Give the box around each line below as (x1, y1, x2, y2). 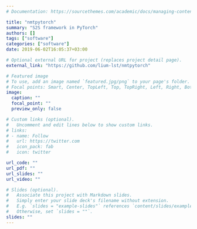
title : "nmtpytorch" (6, 19, 57, 25)
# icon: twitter (6, 149, 51, 156)
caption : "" (11, 95, 41, 101)
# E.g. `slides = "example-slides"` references (6, 203, 130, 209)
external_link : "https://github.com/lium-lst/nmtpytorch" (6, 62, 151, 68)
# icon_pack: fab (6, 144, 54, 150)
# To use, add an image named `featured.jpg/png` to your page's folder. (6, 79, 191, 85)
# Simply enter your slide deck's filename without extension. (6, 198, 169, 204)
